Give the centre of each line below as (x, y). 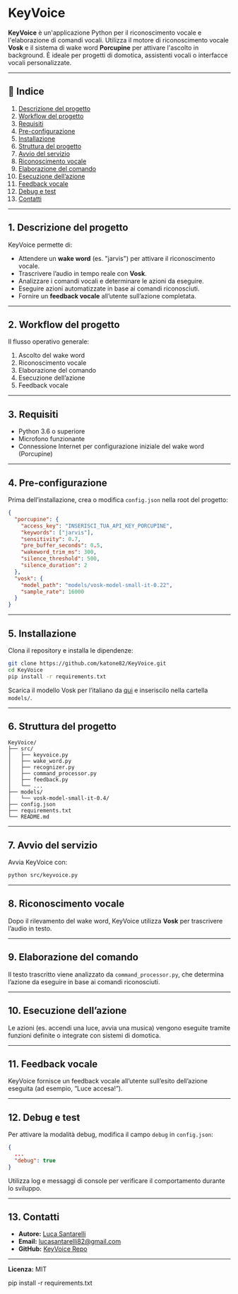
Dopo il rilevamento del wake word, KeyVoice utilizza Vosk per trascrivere (115, 921)
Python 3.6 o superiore (52, 431)
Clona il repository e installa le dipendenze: (71, 650)
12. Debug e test (44, 1118)
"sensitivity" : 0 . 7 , (51, 539)
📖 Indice (26, 92)
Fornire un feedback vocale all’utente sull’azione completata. (107, 296)
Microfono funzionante (52, 439)
